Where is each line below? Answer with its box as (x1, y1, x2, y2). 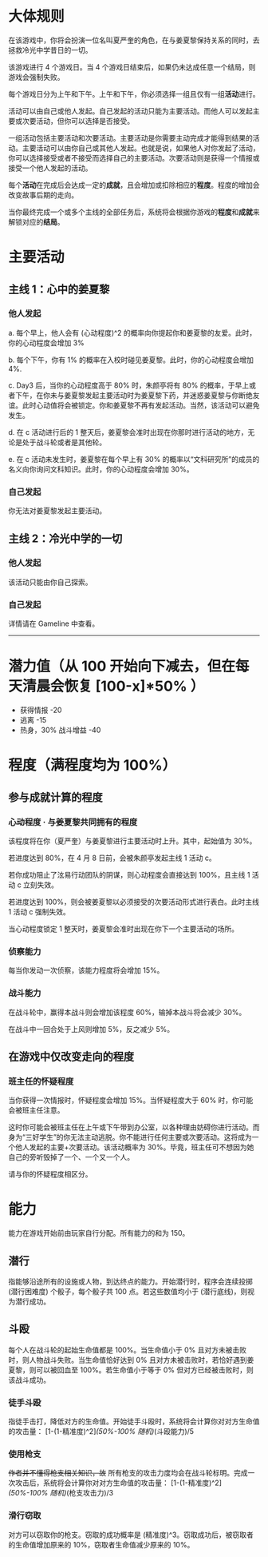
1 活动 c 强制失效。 (8, 906, 70, 916)
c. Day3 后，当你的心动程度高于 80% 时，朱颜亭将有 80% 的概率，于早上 (8, 380, 250, 390)
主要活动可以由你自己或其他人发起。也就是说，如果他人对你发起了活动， (22, 143, 260, 153)
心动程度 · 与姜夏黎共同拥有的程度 (8, 816, 138, 827)
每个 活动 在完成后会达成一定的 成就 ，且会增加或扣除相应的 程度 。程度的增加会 (8, 180, 260, 189)
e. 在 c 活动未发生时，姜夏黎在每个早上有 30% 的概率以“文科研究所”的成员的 (8, 454, 260, 464)
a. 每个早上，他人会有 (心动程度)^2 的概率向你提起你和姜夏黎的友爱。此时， (8, 328, 257, 337)
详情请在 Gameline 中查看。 (8, 619, 100, 628)
